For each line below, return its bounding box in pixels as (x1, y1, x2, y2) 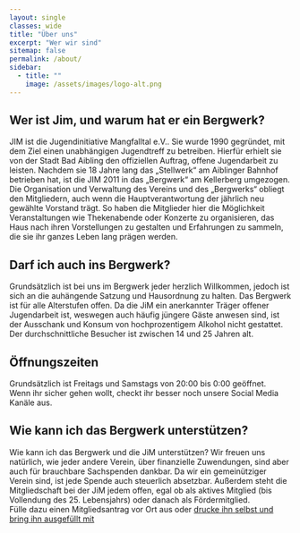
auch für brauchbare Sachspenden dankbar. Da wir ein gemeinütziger (9, 466, 267, 477)
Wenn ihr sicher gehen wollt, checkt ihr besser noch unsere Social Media (9, 388, 279, 399)
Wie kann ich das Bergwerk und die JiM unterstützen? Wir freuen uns (9, 446, 266, 457)
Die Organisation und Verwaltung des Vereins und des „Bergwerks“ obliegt (9, 184, 285, 195)
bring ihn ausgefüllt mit (9, 513, 95, 524)
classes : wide (9, 21, 63, 30)
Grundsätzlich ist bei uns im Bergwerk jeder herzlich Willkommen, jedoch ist (9, 281, 290, 292)
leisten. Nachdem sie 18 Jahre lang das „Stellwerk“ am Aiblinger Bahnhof (9, 165, 279, 175)
